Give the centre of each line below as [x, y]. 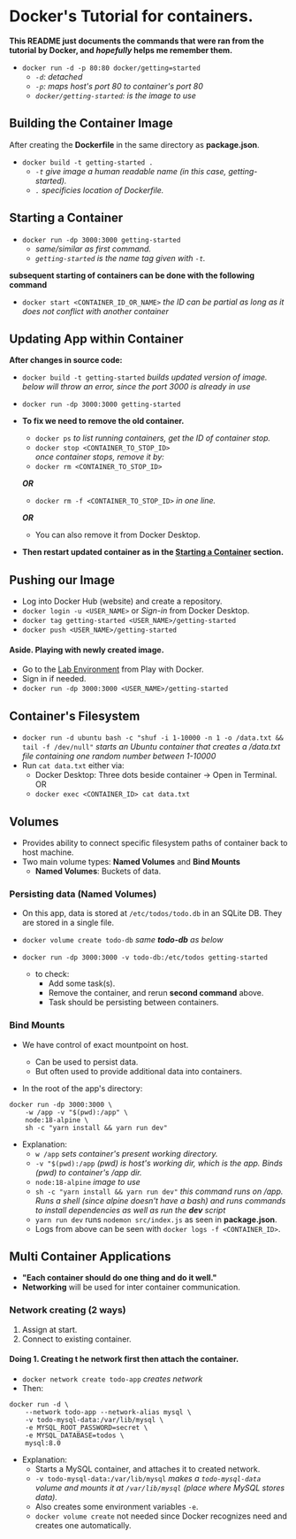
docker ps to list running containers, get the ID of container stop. [153, 438]
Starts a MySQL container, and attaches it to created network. [148, 1469]
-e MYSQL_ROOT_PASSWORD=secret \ [87, 1427]
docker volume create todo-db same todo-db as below [122, 940]
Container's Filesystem [75, 716]
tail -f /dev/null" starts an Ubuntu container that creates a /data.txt [151, 747]
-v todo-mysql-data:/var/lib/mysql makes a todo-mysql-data [148, 1478]
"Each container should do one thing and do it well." [119, 1278]
